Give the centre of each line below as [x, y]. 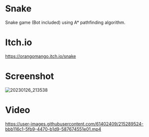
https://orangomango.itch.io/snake [40, 56]
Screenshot [30, 76]
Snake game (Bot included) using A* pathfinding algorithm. [65, 22]
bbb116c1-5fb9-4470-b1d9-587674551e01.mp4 [53, 129]
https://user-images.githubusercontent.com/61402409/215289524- [74, 124]
